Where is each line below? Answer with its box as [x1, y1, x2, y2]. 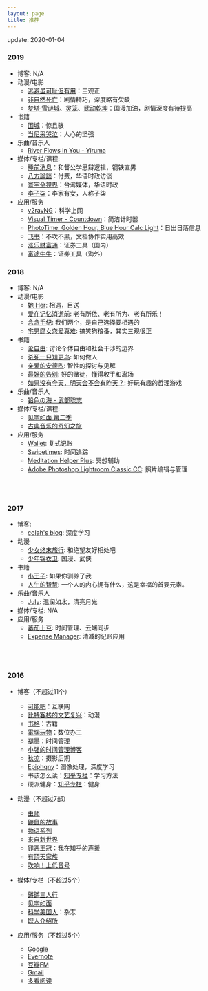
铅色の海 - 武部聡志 [27, 396, 83, 404]
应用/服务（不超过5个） [17, 931, 84, 939]
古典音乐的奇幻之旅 [27, 422, 83, 431]
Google [27, 945, 48, 953]
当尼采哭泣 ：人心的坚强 [27, 129, 94, 138]
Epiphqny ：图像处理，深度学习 [27, 762, 115, 771]
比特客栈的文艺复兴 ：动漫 [27, 710, 101, 719]
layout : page [7, 10, 45, 17]
